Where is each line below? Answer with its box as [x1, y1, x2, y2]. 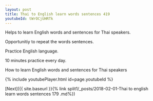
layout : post [5, 7, 32, 12]
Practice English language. [5, 48, 58, 54]
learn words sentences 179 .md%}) [5, 91, 76, 97]
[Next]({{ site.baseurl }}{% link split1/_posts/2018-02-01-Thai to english [5, 86, 149, 92]
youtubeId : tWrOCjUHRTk [5, 16, 54, 21]
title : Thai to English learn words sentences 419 [5, 12, 110, 17]
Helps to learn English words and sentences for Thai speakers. [5, 30, 131, 35]
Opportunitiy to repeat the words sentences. [5, 39, 94, 45]
